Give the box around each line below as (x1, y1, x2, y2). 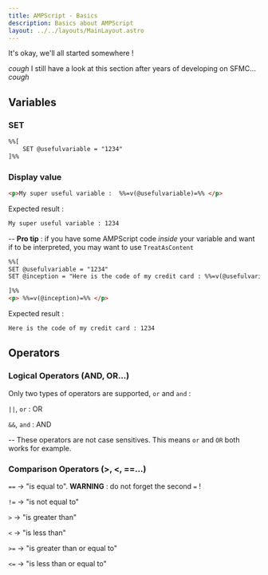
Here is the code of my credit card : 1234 (8, 324, 156, 332)
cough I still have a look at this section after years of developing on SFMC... (8, 64, 257, 73)
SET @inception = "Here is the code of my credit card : (8, 272, 202, 280)
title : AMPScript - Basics (8, 11, 98, 20)
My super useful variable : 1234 (8, 219, 120, 228)
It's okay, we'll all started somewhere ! (8, 49, 134, 58)
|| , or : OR (8, 404, 43, 414)
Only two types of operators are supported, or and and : (8, 388, 191, 398)
